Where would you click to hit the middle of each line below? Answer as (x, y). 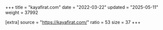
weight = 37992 (22, 12)
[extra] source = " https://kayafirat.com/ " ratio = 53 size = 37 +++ (73, 22)
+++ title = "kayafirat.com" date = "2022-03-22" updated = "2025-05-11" (82, 7)
